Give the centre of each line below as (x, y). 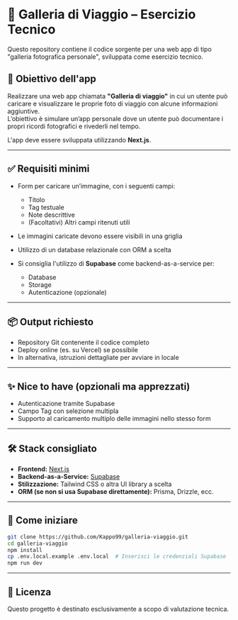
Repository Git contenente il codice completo (84, 342)
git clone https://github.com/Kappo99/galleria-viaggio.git (98, 537)
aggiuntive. (24, 111)
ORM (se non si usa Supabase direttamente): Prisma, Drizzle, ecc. (115, 491)
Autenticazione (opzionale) (68, 292)
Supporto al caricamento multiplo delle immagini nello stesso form (114, 419)
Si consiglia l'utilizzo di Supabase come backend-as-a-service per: (116, 263)
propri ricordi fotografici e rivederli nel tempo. (74, 126)
